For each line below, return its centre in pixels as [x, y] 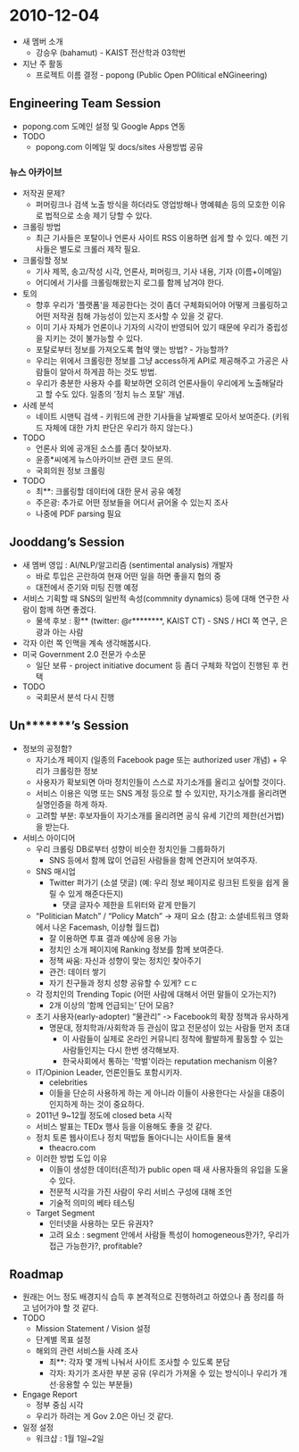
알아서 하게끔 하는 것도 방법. [108, 372]
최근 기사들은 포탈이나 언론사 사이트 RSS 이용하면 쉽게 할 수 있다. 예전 [157, 238]
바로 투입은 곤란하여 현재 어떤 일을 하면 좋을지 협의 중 [128, 576]
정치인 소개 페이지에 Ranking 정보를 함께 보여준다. [136, 949]
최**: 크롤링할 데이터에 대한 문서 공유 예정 [108, 491]
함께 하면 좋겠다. [67, 609]
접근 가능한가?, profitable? [96, 1246]
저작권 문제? [43, 194]
